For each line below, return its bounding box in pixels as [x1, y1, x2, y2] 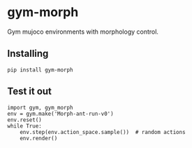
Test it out [7, 86, 52, 97]
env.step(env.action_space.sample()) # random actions [20, 128, 186, 135]
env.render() [20, 135, 58, 142]
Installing [7, 48, 49, 60]
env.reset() [7, 116, 42, 123]
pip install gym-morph [7, 66, 73, 74]
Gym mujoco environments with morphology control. [7, 27, 159, 36]
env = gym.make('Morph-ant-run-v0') [7, 110, 114, 117]
